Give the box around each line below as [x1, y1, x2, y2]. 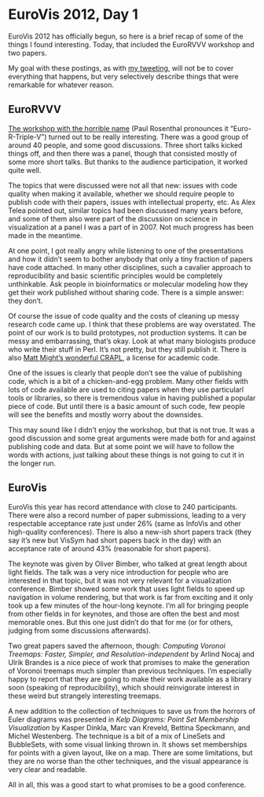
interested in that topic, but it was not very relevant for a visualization [8, 576, 232, 585]
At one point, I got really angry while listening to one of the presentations [8, 246, 244, 255]
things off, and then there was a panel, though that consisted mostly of [8, 148, 237, 158]
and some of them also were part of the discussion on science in [8, 214, 218, 223]
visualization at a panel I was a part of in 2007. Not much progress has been [8, 222, 254, 232]
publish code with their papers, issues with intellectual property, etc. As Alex [8, 197, 256, 207]
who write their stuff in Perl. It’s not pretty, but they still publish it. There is [8, 344, 247, 354]
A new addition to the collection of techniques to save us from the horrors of [8, 706, 255, 715]
